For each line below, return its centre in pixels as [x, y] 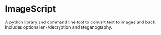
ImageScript [30, 9]
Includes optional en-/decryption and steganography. [59, 27]
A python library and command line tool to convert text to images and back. [81, 22]
